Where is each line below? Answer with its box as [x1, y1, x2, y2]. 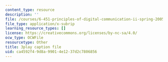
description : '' [5, 12, 39, 17]
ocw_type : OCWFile [5, 35, 43, 40]
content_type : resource [5, 7, 55, 12]
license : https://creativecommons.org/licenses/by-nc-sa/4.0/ [5, 30, 137, 35]
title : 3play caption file [5, 44, 61, 49]
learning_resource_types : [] [5, 26, 66, 31]
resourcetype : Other [5, 40, 48, 45]
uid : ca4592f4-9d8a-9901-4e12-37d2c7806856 [5, 49, 97, 54]
